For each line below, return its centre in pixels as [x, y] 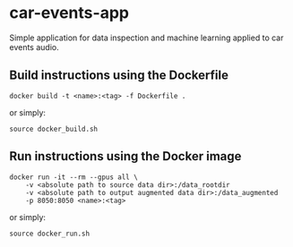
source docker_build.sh [54, 129]
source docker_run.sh [50, 234]
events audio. [34, 47]
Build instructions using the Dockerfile [119, 76]
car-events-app [69, 13]
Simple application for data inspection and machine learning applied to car [146, 38]
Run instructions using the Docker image [125, 156]
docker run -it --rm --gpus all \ [74, 177]
